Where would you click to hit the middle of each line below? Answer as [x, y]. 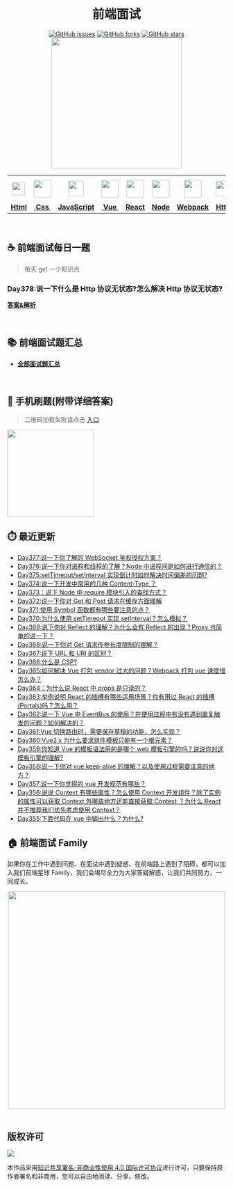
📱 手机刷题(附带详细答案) [60, 401]
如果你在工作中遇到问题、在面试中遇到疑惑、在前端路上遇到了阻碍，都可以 [113, 864]
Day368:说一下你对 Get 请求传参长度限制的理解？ [88, 645]
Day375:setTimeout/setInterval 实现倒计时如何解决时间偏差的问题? [112, 575]
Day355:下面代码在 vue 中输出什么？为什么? [80, 819]
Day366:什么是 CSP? [47, 662]
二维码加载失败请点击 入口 [61, 419]
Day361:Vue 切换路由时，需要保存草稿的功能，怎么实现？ [99, 732]
